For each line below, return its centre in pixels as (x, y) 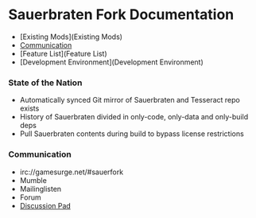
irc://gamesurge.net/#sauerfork (72, 172)
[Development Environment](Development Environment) (112, 62)
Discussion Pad (45, 205)
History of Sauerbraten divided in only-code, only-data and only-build (134, 117)
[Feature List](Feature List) (63, 53)
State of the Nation (45, 83)
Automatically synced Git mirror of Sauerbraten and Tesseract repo (130, 100)
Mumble (33, 180)
